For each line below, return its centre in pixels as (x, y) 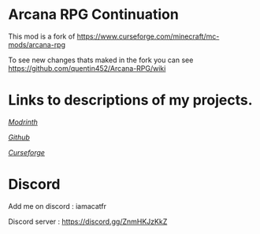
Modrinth (23, 122)
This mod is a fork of (42, 36)
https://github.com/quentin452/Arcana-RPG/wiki (87, 68)
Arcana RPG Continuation (93, 15)
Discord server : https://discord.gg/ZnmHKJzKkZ (88, 221)
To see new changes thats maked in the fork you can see (101, 60)
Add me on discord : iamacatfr (58, 206)
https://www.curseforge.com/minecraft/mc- (148, 36)
